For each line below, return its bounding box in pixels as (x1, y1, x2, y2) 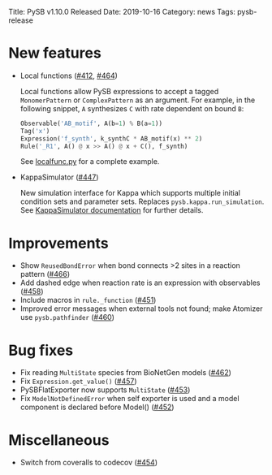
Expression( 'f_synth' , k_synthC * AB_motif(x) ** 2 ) (19, 134, 203, 143)
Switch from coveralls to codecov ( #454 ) (19, 458, 158, 468)
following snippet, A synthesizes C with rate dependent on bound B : (19, 103, 244, 113)
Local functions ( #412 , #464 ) (19, 71, 118, 80)
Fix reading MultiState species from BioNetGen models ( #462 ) (19, 368, 231, 378)
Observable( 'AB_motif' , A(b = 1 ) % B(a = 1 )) (19, 119, 163, 127)
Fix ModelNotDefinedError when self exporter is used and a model (19, 394, 240, 404)
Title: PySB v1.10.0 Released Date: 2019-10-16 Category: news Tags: (8, 7, 235, 16)
